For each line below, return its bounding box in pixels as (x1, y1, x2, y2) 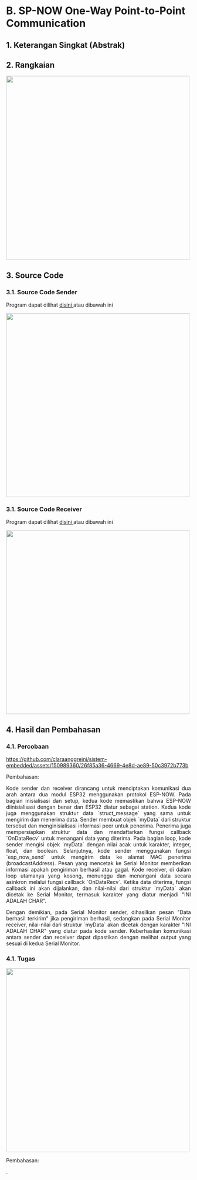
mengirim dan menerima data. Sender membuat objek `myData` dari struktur (6, 816, 191, 823)
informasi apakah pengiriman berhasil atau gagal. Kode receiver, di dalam (6, 866, 191, 873)
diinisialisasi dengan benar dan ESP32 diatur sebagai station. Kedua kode (6, 803, 191, 810)
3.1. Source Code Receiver (6, 505, 82, 513)
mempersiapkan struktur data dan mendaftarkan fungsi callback (6, 829, 191, 836)
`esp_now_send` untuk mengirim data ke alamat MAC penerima (6, 853, 191, 860)
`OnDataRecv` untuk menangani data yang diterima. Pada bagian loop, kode (6, 835, 191, 842)
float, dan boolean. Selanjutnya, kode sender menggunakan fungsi (6, 847, 191, 855)
